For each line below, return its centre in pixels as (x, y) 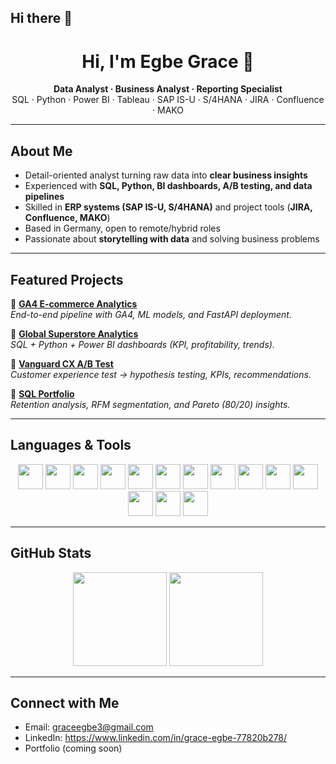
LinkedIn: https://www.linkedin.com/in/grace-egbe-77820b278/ (156, 738)
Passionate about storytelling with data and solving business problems (172, 239)
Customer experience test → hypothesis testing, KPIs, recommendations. (161, 374)
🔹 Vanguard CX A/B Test (62, 363)
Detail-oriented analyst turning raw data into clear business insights (166, 175)
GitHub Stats (51, 553)
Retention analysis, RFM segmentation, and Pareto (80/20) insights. (150, 404)
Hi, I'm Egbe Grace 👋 (168, 61)
